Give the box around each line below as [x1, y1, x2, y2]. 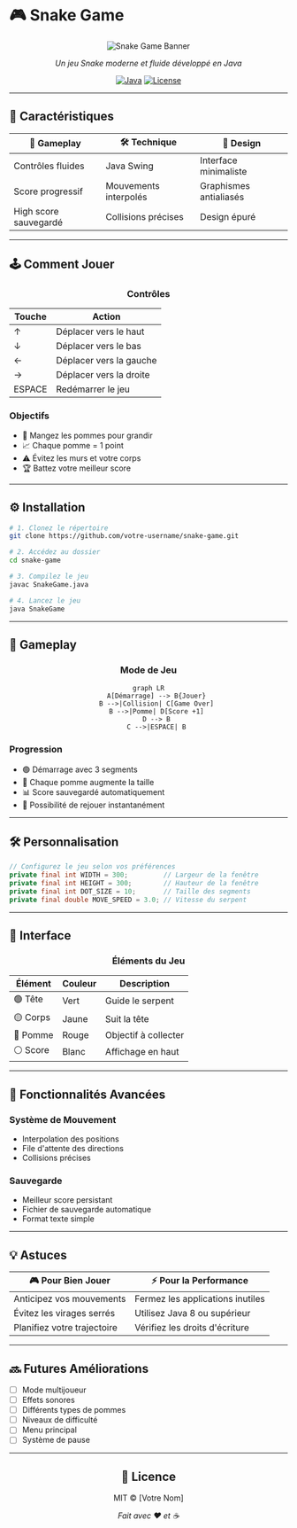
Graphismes [200, 179, 250, 191]
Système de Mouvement [9, 1113, 117, 1126]
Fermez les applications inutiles [134, 1293, 265, 1306]
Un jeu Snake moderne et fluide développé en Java [55, 58, 242, 68]
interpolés [105, 191, 148, 203]
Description [118, 978, 171, 990]
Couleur [61, 978, 97, 990]
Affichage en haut [104, 1045, 179, 1057]
